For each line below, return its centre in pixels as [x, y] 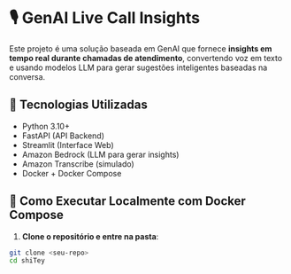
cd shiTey [27, 261]
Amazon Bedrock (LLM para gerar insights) [100, 154]
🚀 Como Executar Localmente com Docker [127, 201]
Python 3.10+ [46, 126]
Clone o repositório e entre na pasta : [90, 236]
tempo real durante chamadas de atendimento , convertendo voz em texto [146, 58]
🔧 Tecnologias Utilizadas [78, 105]
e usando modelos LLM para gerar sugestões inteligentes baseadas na [138, 67]
